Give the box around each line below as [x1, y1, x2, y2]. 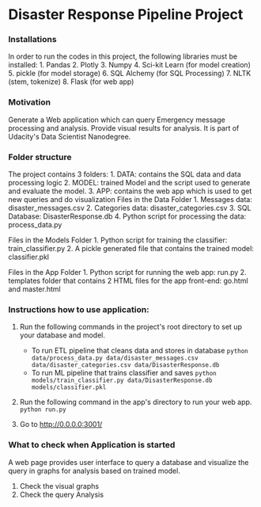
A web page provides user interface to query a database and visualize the [8, 457, 249, 467]
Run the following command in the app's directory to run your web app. [19, 398, 252, 407]
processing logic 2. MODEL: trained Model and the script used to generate [8, 178, 251, 188]
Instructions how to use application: [8, 304, 149, 314]
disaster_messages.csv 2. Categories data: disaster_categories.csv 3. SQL [8, 204, 252, 213]
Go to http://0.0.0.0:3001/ [19, 420, 103, 429]
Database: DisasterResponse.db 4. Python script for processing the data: [8, 212, 247, 221]
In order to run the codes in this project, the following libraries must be [8, 51, 238, 61]
